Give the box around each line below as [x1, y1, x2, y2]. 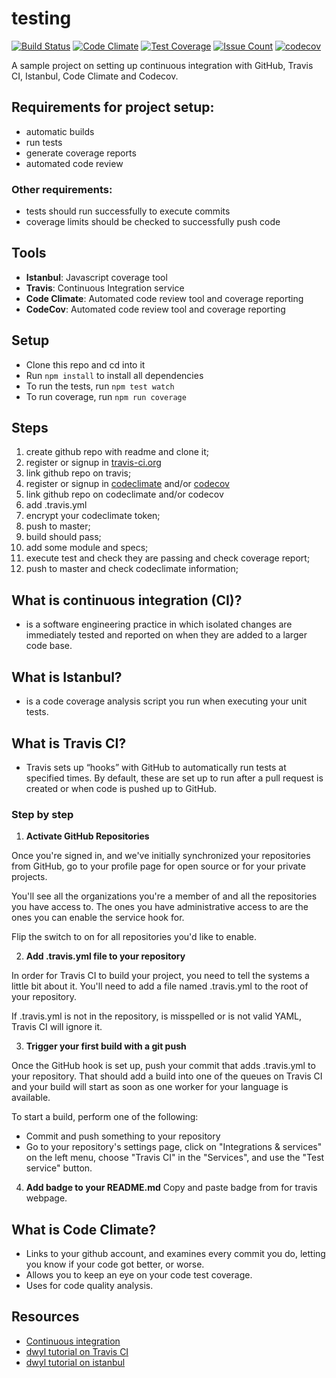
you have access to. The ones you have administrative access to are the [11, 901, 309, 913]
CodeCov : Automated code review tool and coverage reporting [25, 303, 286, 315]
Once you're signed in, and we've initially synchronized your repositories [11, 850, 311, 862]
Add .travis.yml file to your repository [25, 950, 186, 962]
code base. [25, 640, 73, 652]
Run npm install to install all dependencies [25, 369, 204, 381]
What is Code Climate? [11, 1221, 157, 1238]
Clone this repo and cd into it [25, 358, 146, 371]
